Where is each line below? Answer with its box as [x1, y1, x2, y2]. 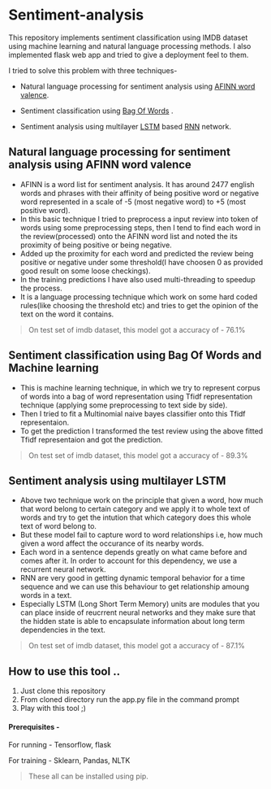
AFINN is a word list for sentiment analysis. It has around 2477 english [19, 179, 255, 189]
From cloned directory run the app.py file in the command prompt [19, 695, 239, 704]
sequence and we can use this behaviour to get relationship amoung [19, 582, 250, 591]
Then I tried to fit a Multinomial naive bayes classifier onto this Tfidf [19, 408, 246, 418]
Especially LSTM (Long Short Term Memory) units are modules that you [19, 599, 260, 609]
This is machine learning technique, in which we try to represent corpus [19, 382, 261, 392]
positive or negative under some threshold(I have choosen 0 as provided [19, 257, 264, 267]
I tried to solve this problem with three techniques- [8, 65, 178, 75]
